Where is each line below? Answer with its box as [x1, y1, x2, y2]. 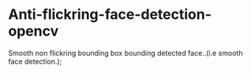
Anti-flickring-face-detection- [8, 6, 212, 24]
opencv [8, 22, 59, 40]
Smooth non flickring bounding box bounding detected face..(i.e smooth [8, 48, 243, 57]
